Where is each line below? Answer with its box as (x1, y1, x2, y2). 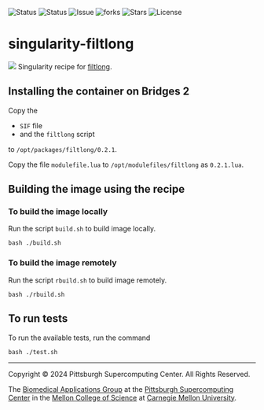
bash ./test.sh (8, 348, 58, 356)
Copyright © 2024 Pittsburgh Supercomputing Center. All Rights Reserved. (8, 369, 251, 379)
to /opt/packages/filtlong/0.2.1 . (8, 144, 118, 153)
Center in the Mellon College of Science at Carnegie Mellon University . (8, 393, 237, 402)
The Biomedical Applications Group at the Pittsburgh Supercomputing (8, 384, 234, 393)
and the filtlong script (19, 129, 95, 139)
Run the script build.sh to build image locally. (8, 224, 156, 234)
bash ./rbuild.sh (8, 290, 65, 298)
